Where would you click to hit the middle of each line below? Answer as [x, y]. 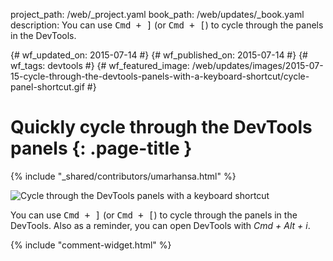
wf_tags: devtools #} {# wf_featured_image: [100, 65]
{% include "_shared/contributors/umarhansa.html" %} [123, 176]
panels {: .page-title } [101, 148]
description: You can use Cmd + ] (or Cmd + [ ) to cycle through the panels [167, 25]
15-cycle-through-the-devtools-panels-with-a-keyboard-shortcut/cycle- [160, 76]
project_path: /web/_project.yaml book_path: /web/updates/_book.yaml [157, 14]
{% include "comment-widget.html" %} [91, 245]
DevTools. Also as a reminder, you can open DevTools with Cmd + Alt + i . [160, 225]
